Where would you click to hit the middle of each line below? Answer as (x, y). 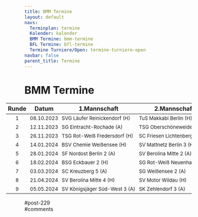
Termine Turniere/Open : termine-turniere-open (88, 50)
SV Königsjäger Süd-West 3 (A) (98, 189)
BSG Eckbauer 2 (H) (85, 162)
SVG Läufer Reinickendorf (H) (96, 118)
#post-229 (37, 203)
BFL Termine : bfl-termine (62, 45)
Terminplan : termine (55, 28)
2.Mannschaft (174, 108)
